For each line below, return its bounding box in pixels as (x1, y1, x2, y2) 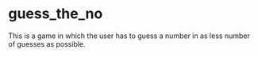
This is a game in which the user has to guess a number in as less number (8, 31, 250, 40)
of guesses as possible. (8, 39, 86, 48)
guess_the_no (8, 5, 103, 23)
